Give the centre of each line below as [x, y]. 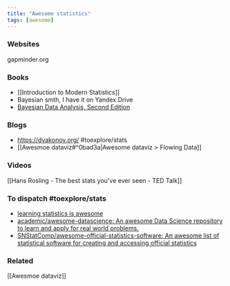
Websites [23, 44]
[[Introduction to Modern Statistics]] [68, 92]
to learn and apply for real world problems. [78, 228]
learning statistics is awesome [60, 213]
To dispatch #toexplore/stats [57, 198]
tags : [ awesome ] [30, 20]
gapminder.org [28, 59]
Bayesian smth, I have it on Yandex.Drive [75, 100]
